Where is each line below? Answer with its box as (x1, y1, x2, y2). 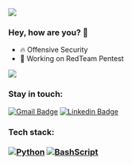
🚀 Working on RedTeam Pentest (19, 54, 125, 63)
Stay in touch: (8, 89, 64, 100)
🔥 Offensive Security (19, 45, 88, 55)
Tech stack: (8, 126, 55, 137)
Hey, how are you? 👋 (8, 27, 89, 38)
